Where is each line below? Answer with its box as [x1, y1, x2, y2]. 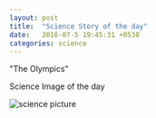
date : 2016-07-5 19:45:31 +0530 [9, 30, 141, 39]
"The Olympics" [9, 64, 70, 74]
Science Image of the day [9, 81, 106, 92]
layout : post [9, 13, 59, 23]
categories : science [9, 38, 88, 48]
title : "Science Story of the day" [9, 22, 148, 31]
